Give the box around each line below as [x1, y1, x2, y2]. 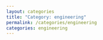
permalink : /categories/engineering [6, 19, 97, 25]
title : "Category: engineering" [6, 14, 86, 20]
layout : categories [6, 8, 55, 15]
